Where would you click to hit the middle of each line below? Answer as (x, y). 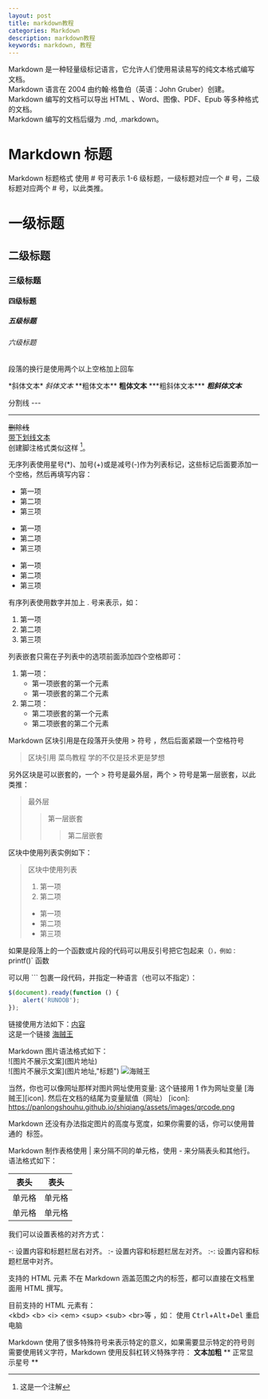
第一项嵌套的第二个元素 (70, 694)
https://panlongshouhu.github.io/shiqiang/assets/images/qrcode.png (122, 1107)
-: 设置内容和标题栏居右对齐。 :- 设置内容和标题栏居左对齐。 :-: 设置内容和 (130, 1251)
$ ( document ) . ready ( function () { (64, 993)
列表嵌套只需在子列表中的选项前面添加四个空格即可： (96, 656)
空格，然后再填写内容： (53, 475)
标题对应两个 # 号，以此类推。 (58, 188)
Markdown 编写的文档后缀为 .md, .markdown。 (86, 119)
